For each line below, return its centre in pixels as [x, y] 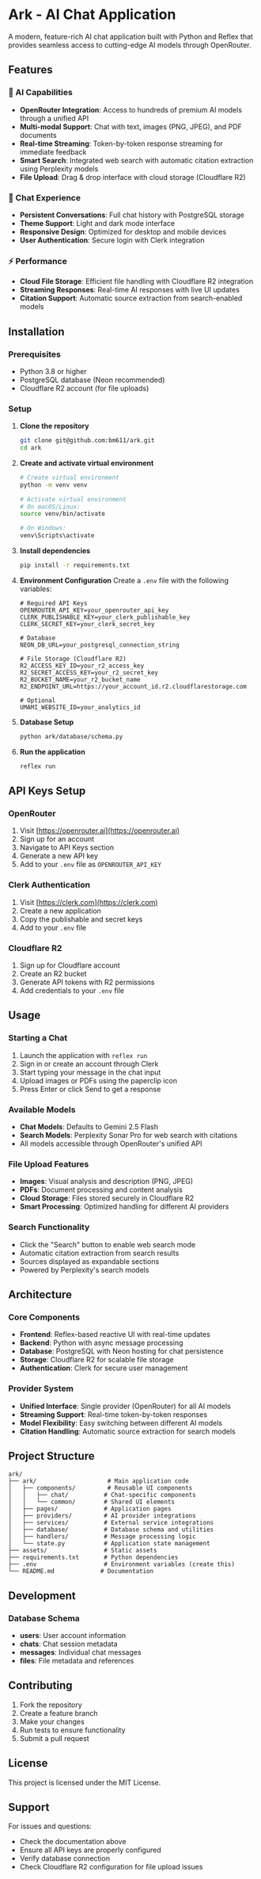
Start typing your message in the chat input [90, 1072]
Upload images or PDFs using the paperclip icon [98, 1080]
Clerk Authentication [49, 885]
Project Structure [51, 1456]
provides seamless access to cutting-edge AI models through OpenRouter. [130, 44]
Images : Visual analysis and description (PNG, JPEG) [106, 1182]
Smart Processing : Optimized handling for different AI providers [124, 1207]
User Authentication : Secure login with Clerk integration [112, 240]
